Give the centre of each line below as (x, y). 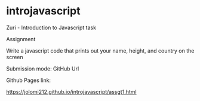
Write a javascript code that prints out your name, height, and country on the (100, 51)
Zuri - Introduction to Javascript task (51, 27)
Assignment (21, 39)
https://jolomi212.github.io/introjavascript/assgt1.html (71, 91)
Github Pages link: (29, 80)
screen (15, 57)
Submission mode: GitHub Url (43, 68)
